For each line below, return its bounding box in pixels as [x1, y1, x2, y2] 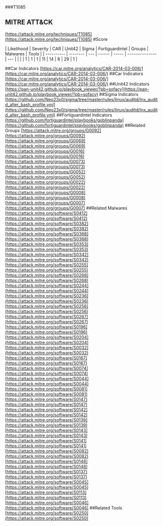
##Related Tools [90, 505, 123, 510]
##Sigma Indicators [99, 91, 139, 97]
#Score [93, 36, 108, 42]
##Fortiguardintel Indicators [56, 112, 112, 118]
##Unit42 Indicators [109, 81, 150, 87]
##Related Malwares [86, 205, 127, 211]
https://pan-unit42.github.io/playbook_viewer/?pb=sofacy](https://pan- [6, 86, 149, 92]
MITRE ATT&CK [5, 18, 53, 26]
